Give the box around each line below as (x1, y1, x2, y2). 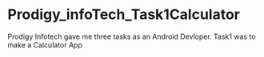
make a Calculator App (7, 40, 83, 49)
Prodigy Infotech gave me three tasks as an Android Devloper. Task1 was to (7, 32, 257, 41)
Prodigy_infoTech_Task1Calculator (7, 6, 241, 24)
